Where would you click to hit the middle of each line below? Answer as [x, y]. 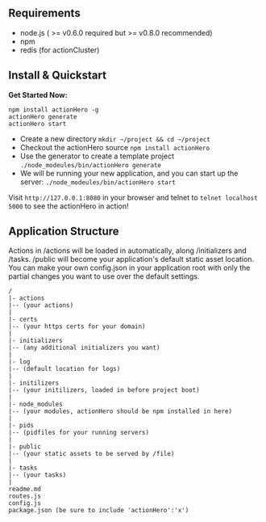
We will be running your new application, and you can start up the [129, 173]
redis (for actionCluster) [60, 50]
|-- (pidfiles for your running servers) [79, 433]
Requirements [44, 13]
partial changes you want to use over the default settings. [104, 276]
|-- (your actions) [41, 305]
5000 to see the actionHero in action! [69, 206]
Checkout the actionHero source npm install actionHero [115, 147]
